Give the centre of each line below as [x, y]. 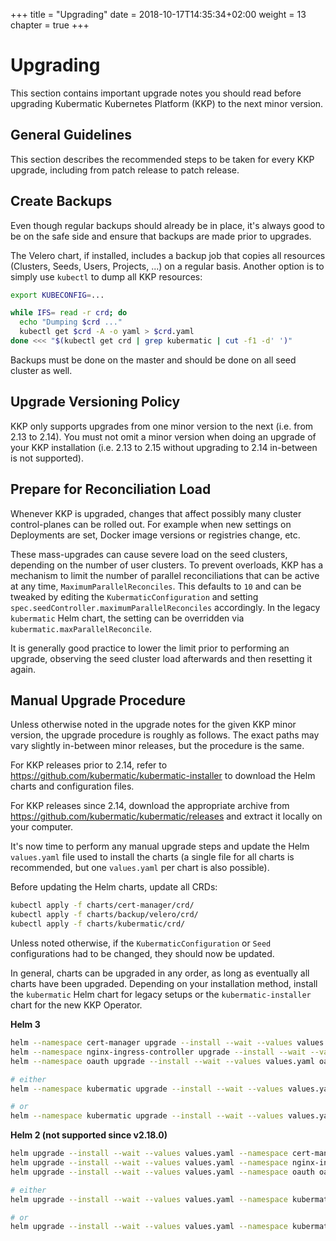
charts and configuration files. [72, 786]
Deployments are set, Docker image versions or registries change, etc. [155, 535]
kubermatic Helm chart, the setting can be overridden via [127, 618]
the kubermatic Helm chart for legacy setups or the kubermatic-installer [161, 994]
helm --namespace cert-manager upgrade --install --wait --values [151, 1043]
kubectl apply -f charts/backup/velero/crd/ [104, 915]
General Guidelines [71, 135]
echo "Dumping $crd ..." [71, 322]
